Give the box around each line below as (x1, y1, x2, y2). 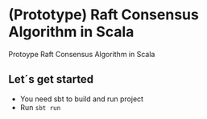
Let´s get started (8, 72, 94, 86)
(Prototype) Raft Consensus (8, 6, 199, 24)
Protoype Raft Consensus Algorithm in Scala (8, 49, 155, 59)
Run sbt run (19, 102, 61, 112)
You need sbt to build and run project (19, 94, 143, 104)
